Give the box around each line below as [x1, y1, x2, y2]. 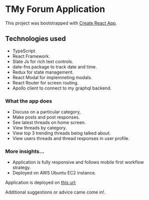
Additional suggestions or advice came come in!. [5, 189, 106, 195]
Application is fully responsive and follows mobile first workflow [12, 159, 144, 165]
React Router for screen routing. [12, 79, 79, 85]
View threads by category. [12, 125, 67, 131]
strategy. [12, 164, 31, 170]
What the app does [5, 97, 52, 104]
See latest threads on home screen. [12, 119, 86, 125]
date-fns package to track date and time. [12, 63, 97, 69]
